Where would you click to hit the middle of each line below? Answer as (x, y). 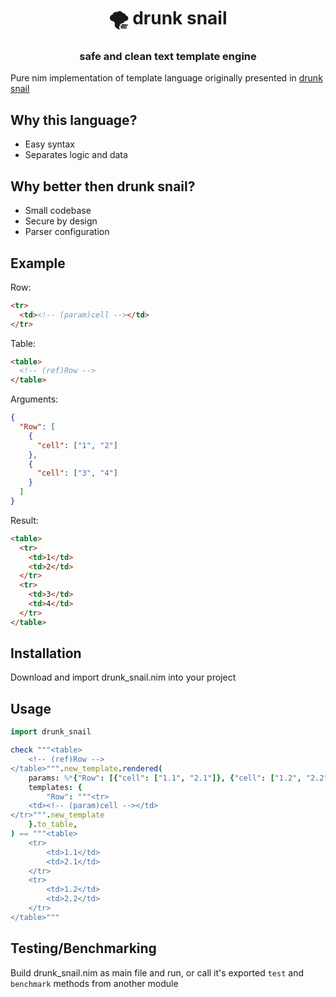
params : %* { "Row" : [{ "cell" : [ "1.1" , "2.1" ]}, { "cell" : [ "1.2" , (165, 778)
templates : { (55, 787)
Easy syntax (49, 144)
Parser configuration (67, 232)
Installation (46, 653)
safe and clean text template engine (168, 57)
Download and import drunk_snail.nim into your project (123, 677)
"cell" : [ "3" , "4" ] (77, 473)
